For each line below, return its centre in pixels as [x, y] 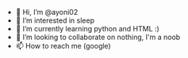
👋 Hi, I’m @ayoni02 [47, 12]
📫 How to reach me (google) [63, 46]
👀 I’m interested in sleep [55, 20]
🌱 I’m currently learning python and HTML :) [88, 29]
